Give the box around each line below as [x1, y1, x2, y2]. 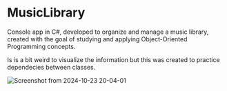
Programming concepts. [7, 42, 76, 50]
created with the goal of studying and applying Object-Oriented [7, 34, 188, 43]
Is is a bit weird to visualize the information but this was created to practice [7, 55, 220, 63]
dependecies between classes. [7, 63, 96, 71]
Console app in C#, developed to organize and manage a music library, [7, 28, 209, 36]
